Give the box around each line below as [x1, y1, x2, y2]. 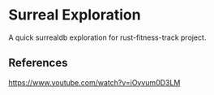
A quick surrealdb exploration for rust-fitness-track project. [8, 32, 207, 42]
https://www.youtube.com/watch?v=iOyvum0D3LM [8, 77, 181, 87]
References [8, 56, 68, 70]
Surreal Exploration [8, 6, 141, 24]
